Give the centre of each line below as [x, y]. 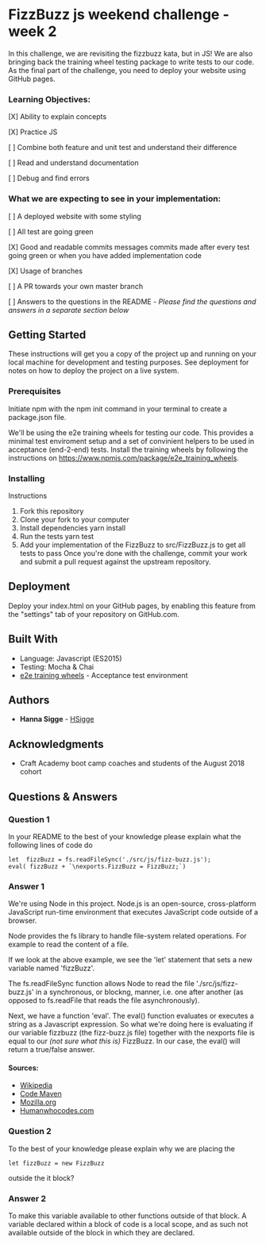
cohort [31, 772]
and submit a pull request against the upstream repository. [115, 561]
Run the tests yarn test [56, 536]
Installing [27, 478]
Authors [29, 700]
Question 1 [29, 819]
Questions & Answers [63, 797]
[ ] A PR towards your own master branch [76, 286]
